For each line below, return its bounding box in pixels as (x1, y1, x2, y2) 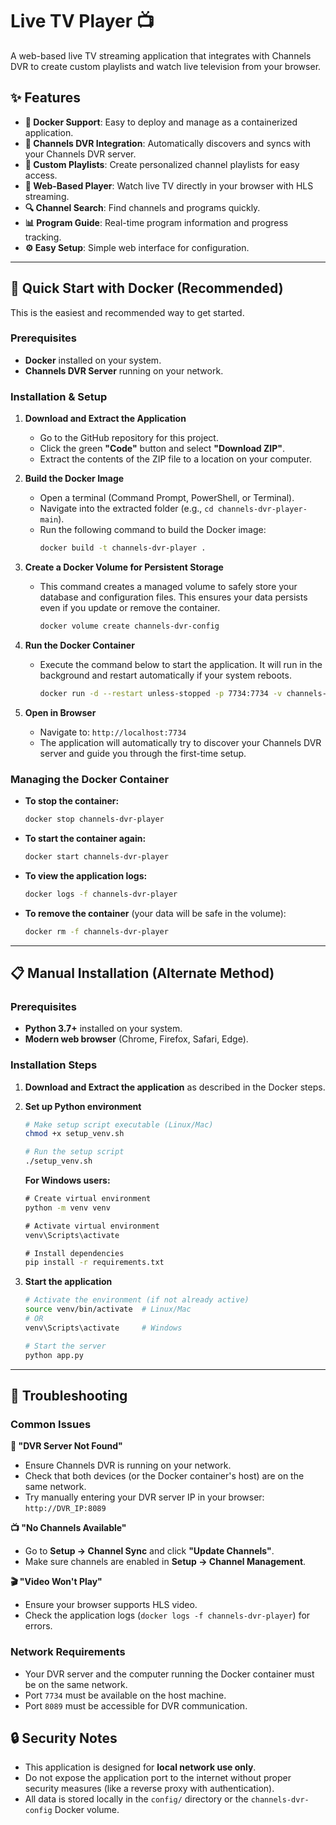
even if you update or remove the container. (39, 602, 221, 614)
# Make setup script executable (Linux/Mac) (24, 1119, 214, 1130)
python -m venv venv (24, 1203, 111, 1213)
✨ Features (10, 89, 81, 107)
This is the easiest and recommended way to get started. (10, 306, 245, 318)
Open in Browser (24, 706, 97, 718)
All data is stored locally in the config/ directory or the (24, 1793, 249, 1805)
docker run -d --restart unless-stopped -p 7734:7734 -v (39, 688, 283, 698)
